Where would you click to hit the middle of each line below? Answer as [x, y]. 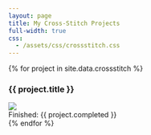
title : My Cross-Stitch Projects [64, 23]
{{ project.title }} [41, 89]
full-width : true [37, 31]
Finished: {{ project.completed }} [63, 115]
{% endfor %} [31, 123]
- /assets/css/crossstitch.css [68, 46]
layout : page [30, 16]
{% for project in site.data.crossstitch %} [76, 68]
